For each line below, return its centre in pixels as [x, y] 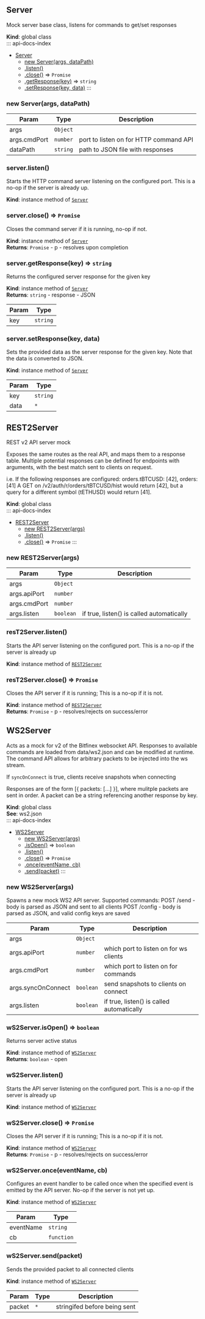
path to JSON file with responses [126, 149]
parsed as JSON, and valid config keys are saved [68, 913]
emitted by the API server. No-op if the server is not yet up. [81, 1190]
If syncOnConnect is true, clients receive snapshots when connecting [91, 777]
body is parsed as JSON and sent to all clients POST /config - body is [94, 907]
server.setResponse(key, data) [53, 338]
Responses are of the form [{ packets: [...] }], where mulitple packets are [97, 788]
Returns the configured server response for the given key [78, 276]
